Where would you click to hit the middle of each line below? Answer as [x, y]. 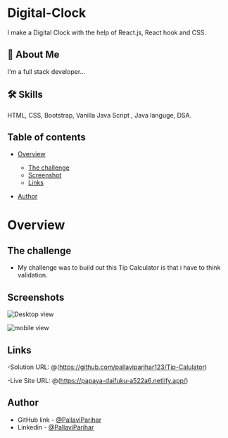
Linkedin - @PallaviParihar [56, 427]
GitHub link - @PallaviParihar [59, 420]
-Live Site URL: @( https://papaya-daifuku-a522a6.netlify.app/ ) [98, 381]
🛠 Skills [25, 95]
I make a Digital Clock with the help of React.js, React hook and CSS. [107, 32]
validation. [32, 275]
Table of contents [46, 137]
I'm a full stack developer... [46, 71]
